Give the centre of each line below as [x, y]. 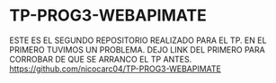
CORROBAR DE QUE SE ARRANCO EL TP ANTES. [101, 59]
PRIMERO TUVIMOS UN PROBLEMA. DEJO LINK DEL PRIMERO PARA [137, 49]
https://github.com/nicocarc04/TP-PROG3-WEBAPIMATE [116, 69]
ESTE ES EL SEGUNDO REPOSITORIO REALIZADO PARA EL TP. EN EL [138, 40]
